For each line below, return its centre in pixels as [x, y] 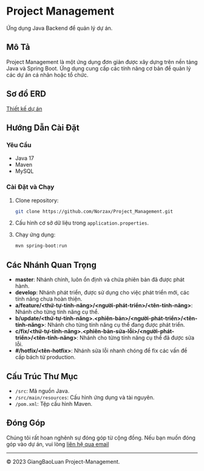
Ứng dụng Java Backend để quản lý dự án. [59, 28]
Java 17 [25, 158]
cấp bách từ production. [45, 357]
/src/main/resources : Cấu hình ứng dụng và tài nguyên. [85, 397]
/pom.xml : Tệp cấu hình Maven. [54, 403]
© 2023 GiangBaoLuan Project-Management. [63, 461]
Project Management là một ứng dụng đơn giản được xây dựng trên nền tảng [102, 61]
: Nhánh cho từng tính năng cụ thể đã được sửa [136, 338]
